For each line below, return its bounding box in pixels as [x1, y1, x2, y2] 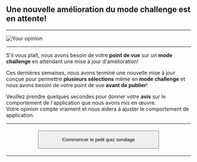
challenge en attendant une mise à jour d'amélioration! [6, 58, 139, 65]
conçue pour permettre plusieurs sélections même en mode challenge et [6, 75, 186, 82]
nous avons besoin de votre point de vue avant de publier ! [6, 81, 148, 88]
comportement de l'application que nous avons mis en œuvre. [6, 99, 157, 106]
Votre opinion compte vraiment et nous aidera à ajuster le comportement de [6, 105, 189, 112]
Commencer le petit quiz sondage [62, 137, 135, 143]
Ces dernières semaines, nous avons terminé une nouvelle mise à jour [6, 69, 176, 76]
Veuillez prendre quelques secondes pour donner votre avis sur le [6, 93, 166, 100]
